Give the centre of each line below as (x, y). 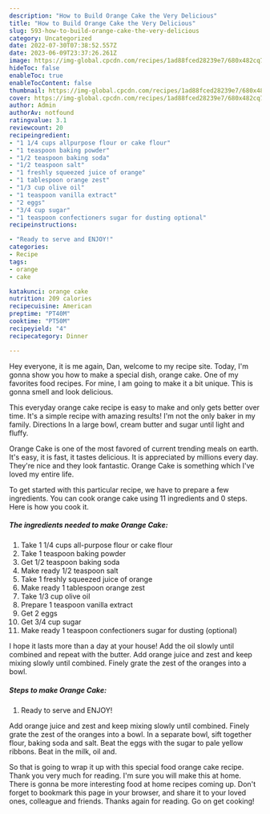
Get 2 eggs (39, 614)
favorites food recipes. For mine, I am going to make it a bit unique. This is (131, 383)
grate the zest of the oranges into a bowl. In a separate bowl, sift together (130, 734)
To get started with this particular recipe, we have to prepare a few (119, 489)
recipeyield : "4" (38, 329)
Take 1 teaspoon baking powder (73, 554)
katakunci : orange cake (49, 291)
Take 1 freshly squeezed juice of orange (87, 579)
